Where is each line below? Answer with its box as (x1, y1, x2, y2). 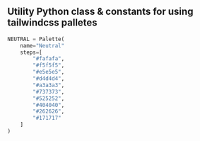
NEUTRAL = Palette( (7, 35, 65, 43)
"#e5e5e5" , (33, 69, 65, 76)
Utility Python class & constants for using (7, 6, 194, 18)
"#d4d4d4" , (33, 75, 65, 82)
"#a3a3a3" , (33, 81, 65, 89)
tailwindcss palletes (7, 17, 98, 29)
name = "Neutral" (20, 42, 65, 49)
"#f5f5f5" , (33, 62, 65, 69)
